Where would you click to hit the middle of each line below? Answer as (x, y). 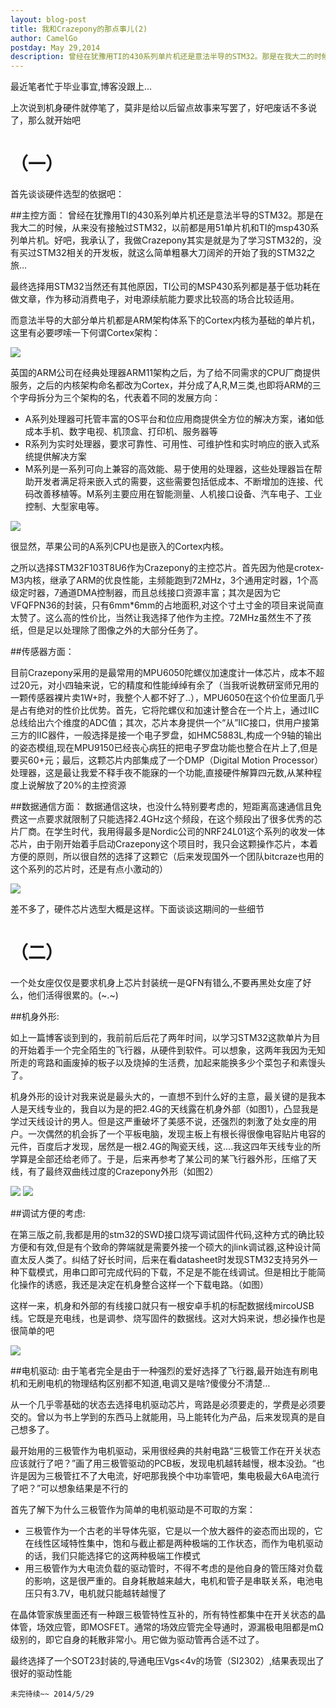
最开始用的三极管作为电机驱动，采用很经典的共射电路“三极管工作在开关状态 (166, 1450)
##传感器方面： (42, 652)
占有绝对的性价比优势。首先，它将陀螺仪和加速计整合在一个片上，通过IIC (169, 710)
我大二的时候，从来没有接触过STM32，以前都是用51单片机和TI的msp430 (160, 228)
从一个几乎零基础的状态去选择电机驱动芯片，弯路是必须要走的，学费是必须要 (168, 1404)
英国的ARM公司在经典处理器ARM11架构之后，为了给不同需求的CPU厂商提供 (165, 373)
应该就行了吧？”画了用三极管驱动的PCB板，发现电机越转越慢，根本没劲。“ (163, 1463)
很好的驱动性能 (41, 1673)
